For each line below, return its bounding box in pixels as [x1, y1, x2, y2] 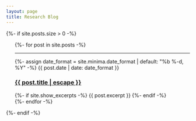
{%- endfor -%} [14, 98, 53, 105]
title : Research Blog [6, 14, 59, 20]
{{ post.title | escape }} [14, 79, 82, 87]
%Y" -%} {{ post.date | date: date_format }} [14, 64, 120, 71]
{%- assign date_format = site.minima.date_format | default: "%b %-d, [14, 58, 184, 65]
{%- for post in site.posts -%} [14, 41, 86, 48]
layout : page [6, 8, 38, 15]
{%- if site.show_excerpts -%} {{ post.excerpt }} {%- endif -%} [14, 91, 167, 99]
